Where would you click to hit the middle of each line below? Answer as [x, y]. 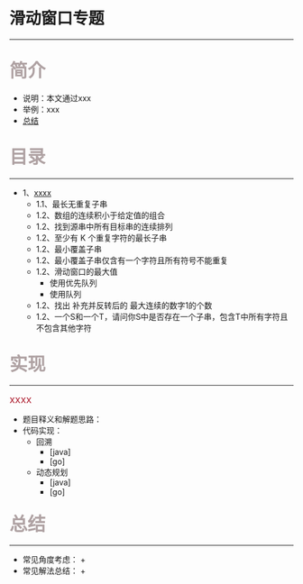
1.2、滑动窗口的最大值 [77, 271]
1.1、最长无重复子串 [72, 204]
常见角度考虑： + [54, 559]
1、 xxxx [37, 192]
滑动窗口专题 [57, 18]
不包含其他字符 [64, 328]
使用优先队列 [73, 283]
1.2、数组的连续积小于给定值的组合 [100, 215]
